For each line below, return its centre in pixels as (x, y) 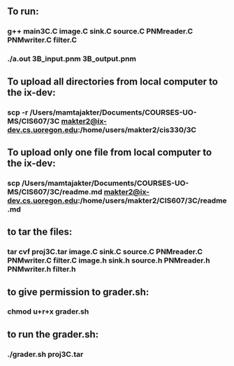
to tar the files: (40, 232)
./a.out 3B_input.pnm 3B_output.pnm (72, 59)
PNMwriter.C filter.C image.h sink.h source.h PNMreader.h (109, 261)
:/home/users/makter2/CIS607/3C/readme (152, 200)
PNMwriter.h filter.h (42, 270)
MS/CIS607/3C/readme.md (55, 191)
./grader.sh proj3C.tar (45, 354)
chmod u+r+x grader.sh (48, 312)
